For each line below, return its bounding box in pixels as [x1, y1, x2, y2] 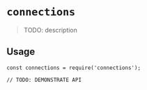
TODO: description [23, 26, 78, 34]
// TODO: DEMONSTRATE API [6, 76, 82, 83]
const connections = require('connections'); [6, 64, 141, 71]
